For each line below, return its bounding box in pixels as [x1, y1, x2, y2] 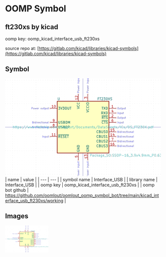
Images [5, 212, 29, 220]
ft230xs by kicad [5, 23, 58, 31]
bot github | [5, 187, 29, 193]
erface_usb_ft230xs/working [5, 198, 64, 204]
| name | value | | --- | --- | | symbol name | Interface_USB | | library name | [5, 176, 158, 182]
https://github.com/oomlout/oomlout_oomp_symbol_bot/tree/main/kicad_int [5, 192, 159, 198]
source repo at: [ [5, 46, 39, 51]
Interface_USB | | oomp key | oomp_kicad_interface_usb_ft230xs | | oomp [5, 182, 155, 188]
